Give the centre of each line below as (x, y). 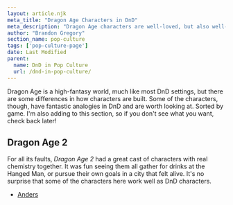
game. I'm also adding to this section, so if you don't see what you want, (111, 113)
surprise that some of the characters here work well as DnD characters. (109, 181)
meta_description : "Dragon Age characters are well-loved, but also (108, 26)
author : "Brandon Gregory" (46, 33)
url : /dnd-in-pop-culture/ (52, 71)
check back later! (32, 121)
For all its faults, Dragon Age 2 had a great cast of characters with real (107, 159)
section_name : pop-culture (46, 39)
